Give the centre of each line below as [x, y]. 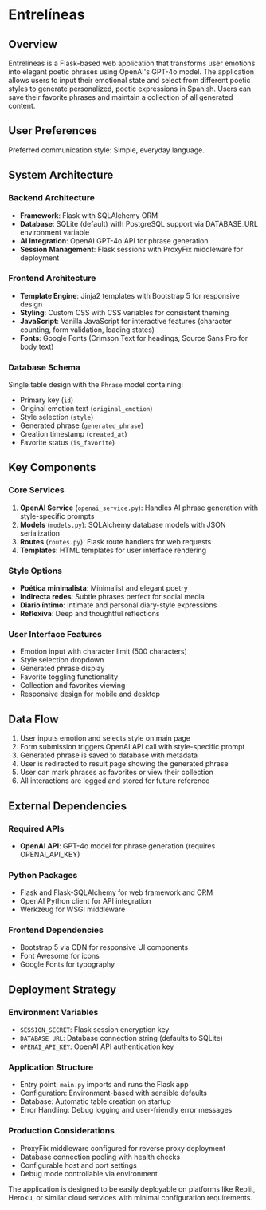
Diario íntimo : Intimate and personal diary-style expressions [118, 605]
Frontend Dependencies [56, 930]
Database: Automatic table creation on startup [95, 1101]
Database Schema [45, 367]
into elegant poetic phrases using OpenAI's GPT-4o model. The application [131, 72]
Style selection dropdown [62, 660]
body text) [37, 346]
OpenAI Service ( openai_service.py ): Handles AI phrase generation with [139, 508]
